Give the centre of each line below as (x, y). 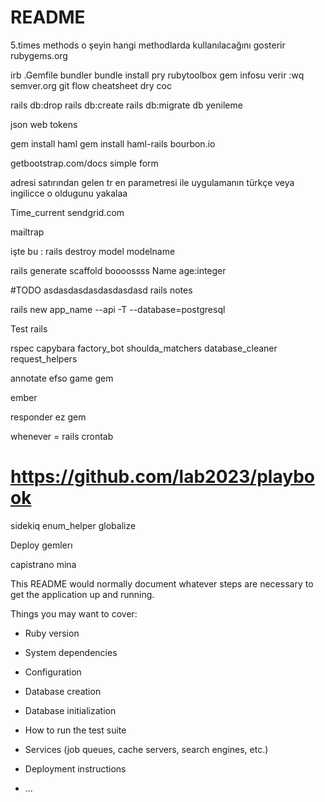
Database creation (63, 691)
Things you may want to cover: (74, 613)
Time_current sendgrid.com (67, 212)
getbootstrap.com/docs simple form (84, 163)
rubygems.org (39, 55)
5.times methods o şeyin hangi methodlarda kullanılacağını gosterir (148, 45)
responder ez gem (48, 417)
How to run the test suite (75, 730)
